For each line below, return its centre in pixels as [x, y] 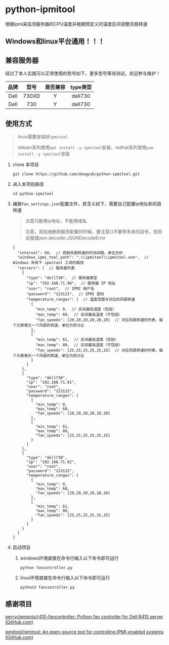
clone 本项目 [26, 164]
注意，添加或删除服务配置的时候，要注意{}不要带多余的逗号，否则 [94, 231]
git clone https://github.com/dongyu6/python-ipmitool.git [76, 174]
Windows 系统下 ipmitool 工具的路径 [48, 263]
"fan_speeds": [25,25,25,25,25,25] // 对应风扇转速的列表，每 [99, 350]
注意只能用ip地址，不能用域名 [56, 221]
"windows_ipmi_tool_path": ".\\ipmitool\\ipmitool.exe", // [83, 257]
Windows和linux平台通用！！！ [55, 42]
